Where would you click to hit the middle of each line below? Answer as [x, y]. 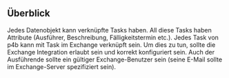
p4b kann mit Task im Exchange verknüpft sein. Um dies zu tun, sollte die [111, 45]
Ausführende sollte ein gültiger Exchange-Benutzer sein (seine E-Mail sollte [115, 59]
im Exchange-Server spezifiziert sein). [61, 66]
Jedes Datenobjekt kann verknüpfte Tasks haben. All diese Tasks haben [109, 30]
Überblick [29, 13]
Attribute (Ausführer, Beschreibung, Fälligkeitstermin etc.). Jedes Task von [113, 37]
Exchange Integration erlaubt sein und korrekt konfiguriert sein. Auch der [111, 52]
